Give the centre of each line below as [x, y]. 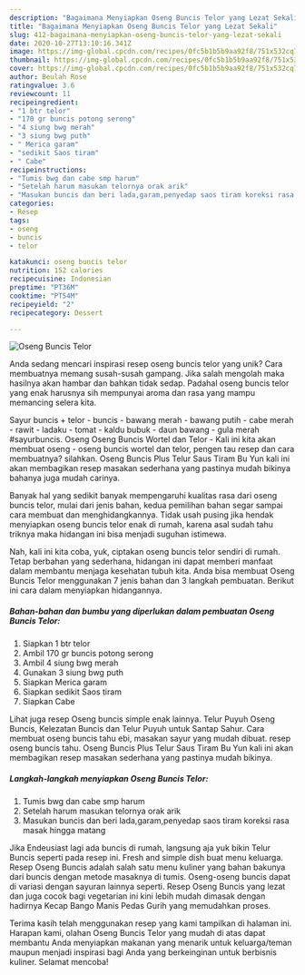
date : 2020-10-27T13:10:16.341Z [70, 43]
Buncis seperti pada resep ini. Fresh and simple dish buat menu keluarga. [147, 858]
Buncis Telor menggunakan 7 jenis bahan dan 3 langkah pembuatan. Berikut [152, 581]
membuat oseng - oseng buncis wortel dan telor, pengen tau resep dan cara [152, 449]
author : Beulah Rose [49, 77]
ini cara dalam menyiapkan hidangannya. [86, 590]
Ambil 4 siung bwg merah [70, 663]
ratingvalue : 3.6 [42, 85]
